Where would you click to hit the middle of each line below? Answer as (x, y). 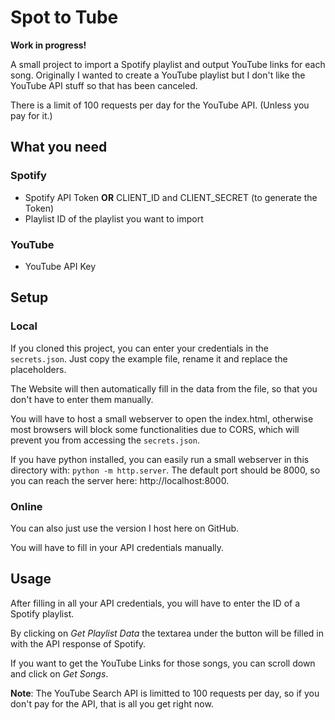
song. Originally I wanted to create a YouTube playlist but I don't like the (158, 75)
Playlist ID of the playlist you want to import (114, 218)
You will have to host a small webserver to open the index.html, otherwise (162, 418)
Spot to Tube (64, 17)
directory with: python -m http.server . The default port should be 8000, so (165, 470)
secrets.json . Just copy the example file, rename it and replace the (149, 358)
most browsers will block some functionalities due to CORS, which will (155, 429)
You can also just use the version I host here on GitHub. (125, 528)
